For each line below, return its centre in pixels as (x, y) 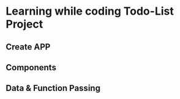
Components (31, 68)
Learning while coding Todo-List (90, 11)
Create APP (28, 47)
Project (24, 24)
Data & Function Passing (53, 88)
